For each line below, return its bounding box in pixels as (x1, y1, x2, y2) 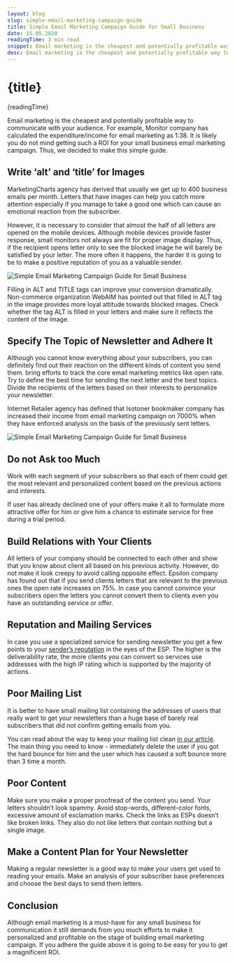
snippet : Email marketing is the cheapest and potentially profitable (7, 43, 218, 50)
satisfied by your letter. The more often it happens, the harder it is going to (7, 250, 222, 259)
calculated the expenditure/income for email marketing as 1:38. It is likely (7, 131, 217, 139)
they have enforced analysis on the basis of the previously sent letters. (7, 420, 211, 428)
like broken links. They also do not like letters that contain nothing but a (7, 818, 213, 826)
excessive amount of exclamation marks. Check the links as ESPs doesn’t (7, 810, 219, 819)
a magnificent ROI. (7, 948, 61, 957)
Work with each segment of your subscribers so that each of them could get (7, 472, 227, 480)
